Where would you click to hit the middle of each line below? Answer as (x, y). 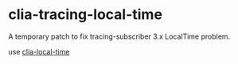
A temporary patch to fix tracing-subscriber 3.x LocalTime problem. (119, 36)
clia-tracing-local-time (86, 15)
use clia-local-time (39, 51)
